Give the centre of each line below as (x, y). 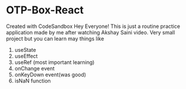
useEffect (26, 56)
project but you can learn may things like (55, 38)
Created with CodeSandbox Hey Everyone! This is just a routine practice (93, 26)
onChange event (35, 68)
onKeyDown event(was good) (50, 74)
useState (25, 49)
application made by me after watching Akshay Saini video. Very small (91, 32)
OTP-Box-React (45, 10)
